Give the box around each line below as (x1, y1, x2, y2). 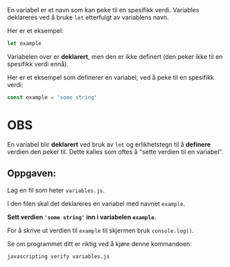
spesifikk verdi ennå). (7, 59, 69, 68)
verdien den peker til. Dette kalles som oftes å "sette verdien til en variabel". (7, 147, 224, 156)
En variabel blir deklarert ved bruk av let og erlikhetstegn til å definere (7, 140, 211, 148)
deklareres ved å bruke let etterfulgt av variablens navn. (7, 13, 169, 21)
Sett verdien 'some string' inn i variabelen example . (7, 212, 157, 221)
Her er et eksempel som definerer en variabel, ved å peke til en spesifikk (7, 73, 215, 82)
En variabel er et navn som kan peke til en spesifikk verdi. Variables (7, 6, 200, 14)
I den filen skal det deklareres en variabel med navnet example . (7, 199, 186, 208)
